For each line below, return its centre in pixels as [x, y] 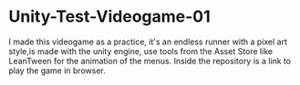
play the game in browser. [57, 71]
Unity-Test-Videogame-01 [109, 17]
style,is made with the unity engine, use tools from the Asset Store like [141, 51]
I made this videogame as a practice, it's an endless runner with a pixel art [148, 42]
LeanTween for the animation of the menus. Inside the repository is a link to [150, 61]
